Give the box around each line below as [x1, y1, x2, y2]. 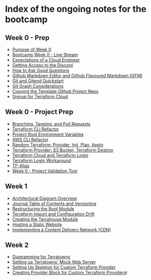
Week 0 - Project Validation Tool [12, 168, 77, 174]
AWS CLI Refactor [12, 136, 49, 142]
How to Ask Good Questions [12, 67, 70, 73]
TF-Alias [12, 162, 29, 168]
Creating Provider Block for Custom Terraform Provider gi [12, 270, 127, 276]
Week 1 [5, 182, 27, 190]
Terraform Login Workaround [12, 157, 71, 163]
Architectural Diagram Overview [12, 195, 77, 201]
